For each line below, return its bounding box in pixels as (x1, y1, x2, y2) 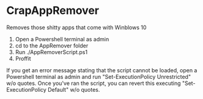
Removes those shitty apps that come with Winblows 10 (6, 24, 147, 31)
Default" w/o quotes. (48, 86, 100, 93)
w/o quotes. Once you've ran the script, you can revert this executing (6, 80, 182, 87)
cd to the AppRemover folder (15, 42, 89, 49)
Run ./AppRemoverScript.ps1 (15, 48, 87, 55)
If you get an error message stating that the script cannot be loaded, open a (6, 66, 197, 73)
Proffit (15, 55, 31, 62)
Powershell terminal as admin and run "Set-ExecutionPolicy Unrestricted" (6, 73, 191, 80)
